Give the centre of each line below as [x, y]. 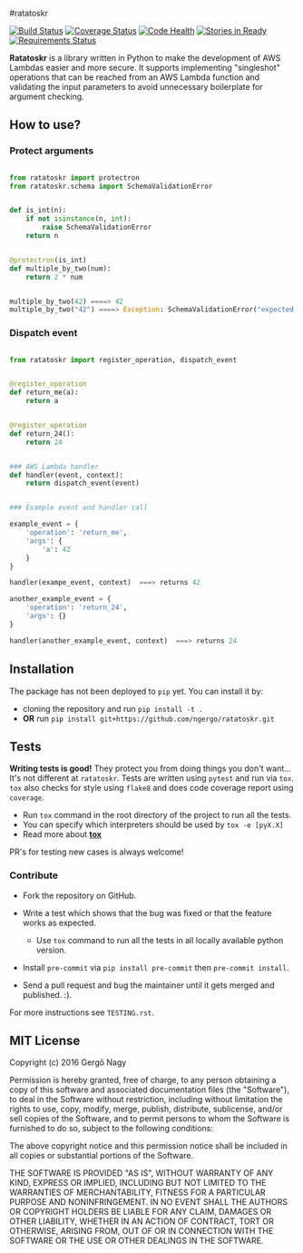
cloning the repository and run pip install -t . [113, 708]
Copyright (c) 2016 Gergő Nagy [68, 1062]
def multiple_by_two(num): [60, 268]
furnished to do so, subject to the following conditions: [111, 1129]
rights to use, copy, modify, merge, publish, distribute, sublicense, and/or [146, 1109]
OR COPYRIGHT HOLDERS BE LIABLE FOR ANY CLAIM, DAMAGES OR [141, 1212]
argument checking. [47, 96]
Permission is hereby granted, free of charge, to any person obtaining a [143, 1080]
